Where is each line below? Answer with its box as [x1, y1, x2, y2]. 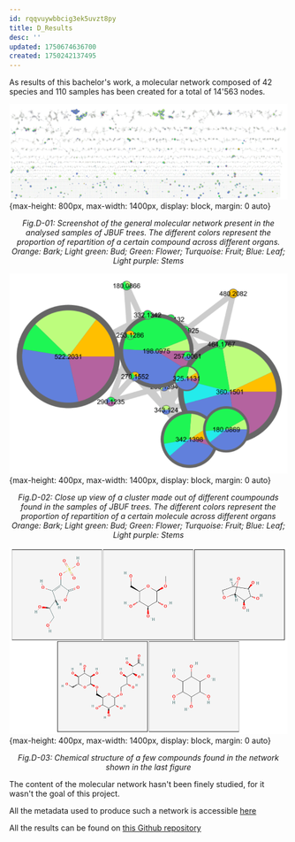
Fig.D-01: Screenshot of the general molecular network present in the [21, 218, 276, 228]
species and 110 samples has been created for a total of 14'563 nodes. [9, 87, 266, 97]
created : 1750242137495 [9, 51, 97, 61]
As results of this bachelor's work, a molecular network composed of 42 [9, 77, 273, 88]
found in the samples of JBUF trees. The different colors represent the [20, 501, 276, 512]
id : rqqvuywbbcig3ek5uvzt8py [9, 14, 117, 23]
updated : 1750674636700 [9, 42, 97, 51]
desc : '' [9, 33, 42, 42]
